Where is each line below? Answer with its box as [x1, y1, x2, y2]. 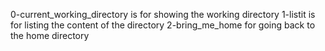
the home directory [10, 30, 90, 41]
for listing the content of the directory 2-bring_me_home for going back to [10, 19, 316, 31]
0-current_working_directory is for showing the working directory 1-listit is [10, 9, 316, 20]
